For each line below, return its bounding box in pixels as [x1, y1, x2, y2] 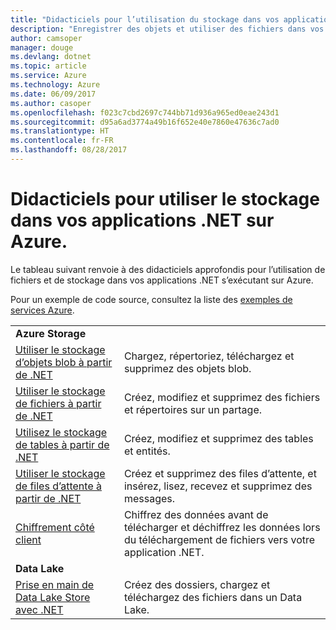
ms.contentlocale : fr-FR [10, 136, 114, 146]
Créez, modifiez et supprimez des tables [123, 431, 314, 445]
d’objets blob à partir [15, 355, 113, 369]
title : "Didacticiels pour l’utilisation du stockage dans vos [10, 14, 280, 25]
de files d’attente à [15, 479, 102, 493]
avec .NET [15, 602, 64, 616]
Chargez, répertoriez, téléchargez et [123, 349, 295, 363]
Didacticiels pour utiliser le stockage [10, 188, 320, 211]
